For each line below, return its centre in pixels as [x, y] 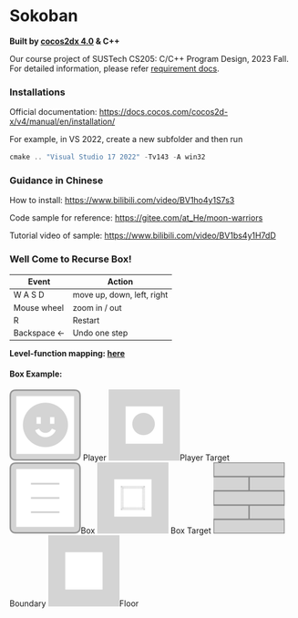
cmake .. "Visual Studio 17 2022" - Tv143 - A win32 [108, 157]
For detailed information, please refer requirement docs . [115, 68]
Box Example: [36, 374]
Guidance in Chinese [57, 180]
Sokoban [44, 16]
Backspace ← [39, 333]
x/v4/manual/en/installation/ [62, 122]
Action [121, 282]
